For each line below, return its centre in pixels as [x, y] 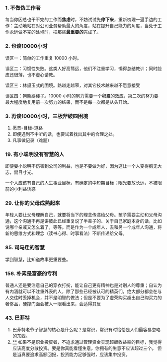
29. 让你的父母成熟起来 [33, 203]
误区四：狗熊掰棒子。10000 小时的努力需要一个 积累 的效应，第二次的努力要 [82, 96]
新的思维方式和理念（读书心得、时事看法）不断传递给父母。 [66, 233]
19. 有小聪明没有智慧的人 [35, 154]
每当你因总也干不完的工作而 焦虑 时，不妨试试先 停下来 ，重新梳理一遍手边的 [81, 20]
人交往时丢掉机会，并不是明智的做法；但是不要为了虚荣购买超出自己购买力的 [83, 298]
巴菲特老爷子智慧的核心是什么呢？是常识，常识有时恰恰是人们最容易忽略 [86, 330]
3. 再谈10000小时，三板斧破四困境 [47, 116]
